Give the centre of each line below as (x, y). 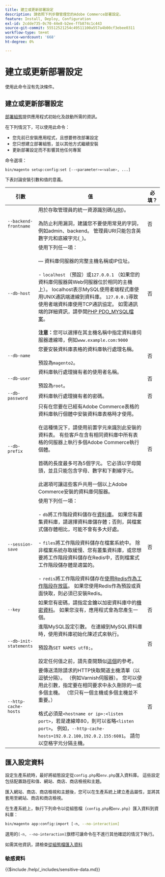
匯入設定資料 (25, 762)
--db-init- (20, 641)
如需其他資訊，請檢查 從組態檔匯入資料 (44, 844)
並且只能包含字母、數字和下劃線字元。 (93, 471)
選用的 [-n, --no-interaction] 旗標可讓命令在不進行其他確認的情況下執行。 (81, 834)
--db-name (19, 356)
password (18, 398)
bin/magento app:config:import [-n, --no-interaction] (62, 824)
